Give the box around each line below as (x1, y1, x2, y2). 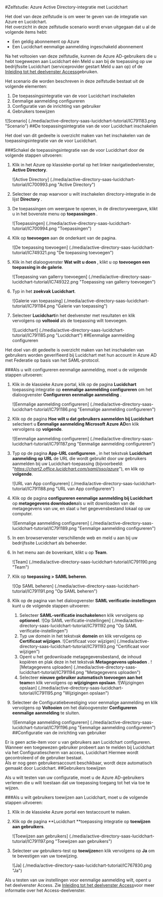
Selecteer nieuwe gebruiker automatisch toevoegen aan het (19, 674, 143, 680)
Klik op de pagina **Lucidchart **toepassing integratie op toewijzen (12, 818, 151, 824)
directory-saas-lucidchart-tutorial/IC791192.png (19, 623, 115, 629)
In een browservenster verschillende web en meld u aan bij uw (12, 535, 138, 541)
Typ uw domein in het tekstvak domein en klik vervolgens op (19, 633, 142, 639)
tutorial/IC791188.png (12, 486, 55, 491)
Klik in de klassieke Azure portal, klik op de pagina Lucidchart (12, 382, 137, 387)
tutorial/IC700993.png (12, 182, 57, 187)
